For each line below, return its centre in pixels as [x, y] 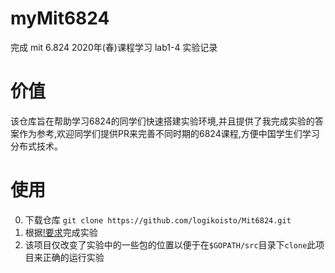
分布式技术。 [36, 146]
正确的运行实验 [73, 257]
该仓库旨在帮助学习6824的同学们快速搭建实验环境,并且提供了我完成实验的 [162, 121]
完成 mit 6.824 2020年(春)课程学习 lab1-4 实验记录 [114, 47]
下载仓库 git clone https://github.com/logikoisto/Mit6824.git [158, 219]
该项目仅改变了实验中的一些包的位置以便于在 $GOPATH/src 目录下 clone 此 [170, 244]
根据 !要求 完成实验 [61, 232]
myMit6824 [60, 18]
